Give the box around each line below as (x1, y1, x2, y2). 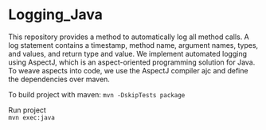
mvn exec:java (8, 113, 56, 121)
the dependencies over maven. (8, 74, 110, 84)
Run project (8, 105, 46, 115)
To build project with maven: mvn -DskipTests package (8, 89, 186, 99)
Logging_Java (8, 6, 104, 24)
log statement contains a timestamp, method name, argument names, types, (8, 40, 259, 49)
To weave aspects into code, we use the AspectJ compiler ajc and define (8, 65, 248, 75)
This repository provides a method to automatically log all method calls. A (8, 32, 249, 41)
